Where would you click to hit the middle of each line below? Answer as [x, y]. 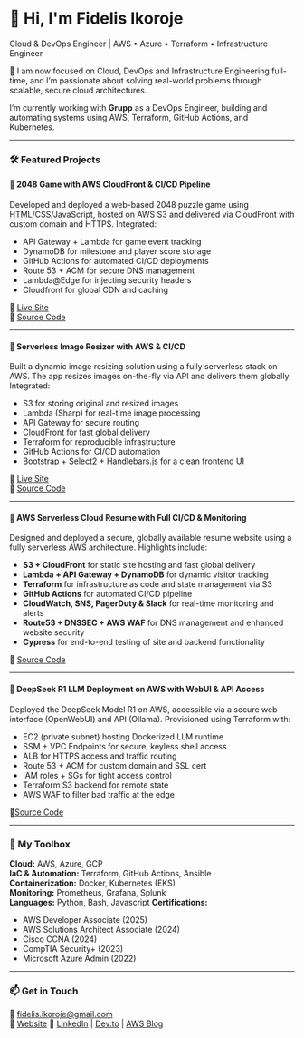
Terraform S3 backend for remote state [95, 785]
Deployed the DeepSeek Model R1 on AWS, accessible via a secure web [143, 709]
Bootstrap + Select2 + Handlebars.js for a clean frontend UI [133, 461]
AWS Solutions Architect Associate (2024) [101, 929]
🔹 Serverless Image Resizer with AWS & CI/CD [98, 346]
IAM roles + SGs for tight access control [97, 775]
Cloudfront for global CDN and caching [95, 290]
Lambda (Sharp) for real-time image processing [111, 413]
